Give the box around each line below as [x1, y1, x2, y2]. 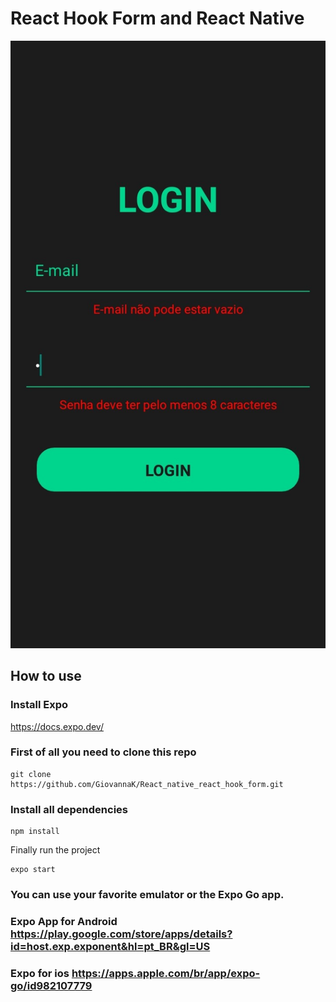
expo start [10, 865, 56, 875]
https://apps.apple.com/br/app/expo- [71, 966, 261, 980]
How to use [10, 668, 82, 685]
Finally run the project [10, 844, 101, 856]
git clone [10, 769, 52, 779]
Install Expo [10, 698, 69, 712]
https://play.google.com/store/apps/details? [10, 927, 233, 941]
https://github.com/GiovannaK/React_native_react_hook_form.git [10, 779, 284, 789]
